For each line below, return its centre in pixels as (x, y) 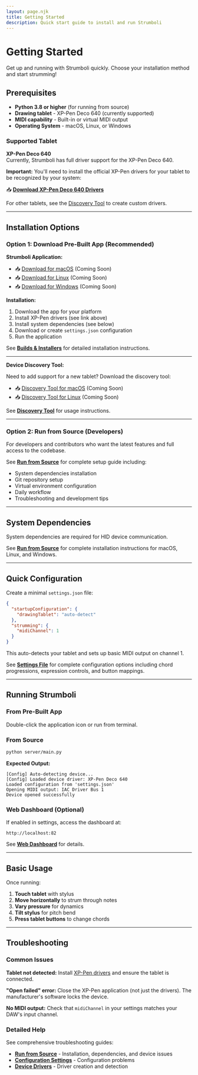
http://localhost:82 (32, 833)
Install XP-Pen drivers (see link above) (61, 318)
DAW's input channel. (32, 1014)
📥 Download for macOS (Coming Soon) (63, 269)
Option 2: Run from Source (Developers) (65, 432)
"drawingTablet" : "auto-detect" (56, 614)
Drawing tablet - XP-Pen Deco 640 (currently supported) (84, 113)
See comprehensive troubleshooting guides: (60, 1042)
